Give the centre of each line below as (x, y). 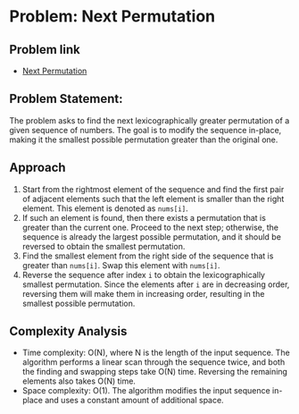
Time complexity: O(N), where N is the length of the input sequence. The (156, 353)
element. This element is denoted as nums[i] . (105, 208)
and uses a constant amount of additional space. (134, 401)
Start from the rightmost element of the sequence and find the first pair (153, 189)
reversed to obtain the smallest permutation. (104, 246)
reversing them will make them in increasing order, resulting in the (143, 293)
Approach (37, 168)
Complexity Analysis (68, 331)
